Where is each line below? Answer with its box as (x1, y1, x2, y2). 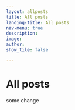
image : (6, 36, 22, 42)
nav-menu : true (6, 25, 43, 31)
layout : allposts (6, 8, 49, 15)
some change (6, 96, 39, 104)
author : (6, 42, 25, 48)
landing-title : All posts (6, 19, 69, 25)
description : (6, 31, 38, 36)
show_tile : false (6, 47, 49, 53)
